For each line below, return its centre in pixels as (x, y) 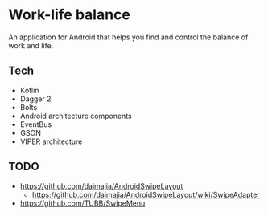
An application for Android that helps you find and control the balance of (128, 37)
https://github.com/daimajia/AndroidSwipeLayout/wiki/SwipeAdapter (146, 194)
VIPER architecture (51, 141)
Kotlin (29, 90)
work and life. (31, 45)
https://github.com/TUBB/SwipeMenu (82, 203)
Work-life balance (70, 15)
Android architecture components (76, 116)
